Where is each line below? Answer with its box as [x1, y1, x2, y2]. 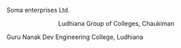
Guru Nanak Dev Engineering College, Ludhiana [6, 33, 143, 41]
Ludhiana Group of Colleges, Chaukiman [58, 19, 175, 27]
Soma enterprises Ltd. [6, 6, 70, 14]
